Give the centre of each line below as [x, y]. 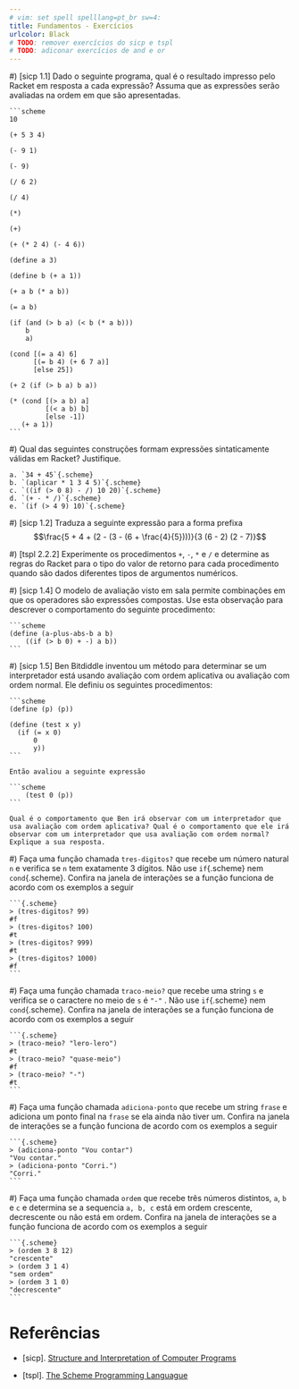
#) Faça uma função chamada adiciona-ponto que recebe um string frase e [148, 1107]
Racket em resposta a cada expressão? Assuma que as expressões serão [145, 86]
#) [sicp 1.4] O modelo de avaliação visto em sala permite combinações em [147, 590]
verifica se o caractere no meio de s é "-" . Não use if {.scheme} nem [137, 1000]
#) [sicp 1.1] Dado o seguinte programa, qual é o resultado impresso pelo [142, 76]
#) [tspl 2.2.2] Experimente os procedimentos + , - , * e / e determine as [139, 555]
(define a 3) [33, 260]
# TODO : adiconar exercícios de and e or [87, 51]
